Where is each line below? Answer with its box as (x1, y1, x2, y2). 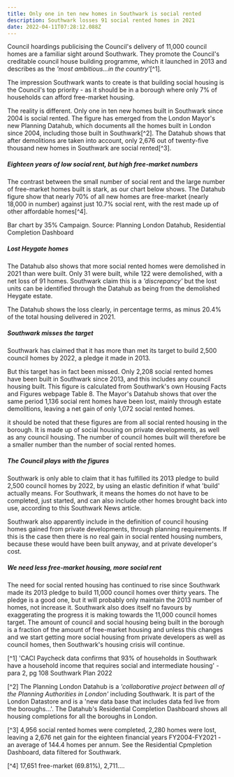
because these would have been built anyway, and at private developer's (7, 540, 218, 548)
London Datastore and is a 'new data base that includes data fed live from (7, 697, 220, 706)
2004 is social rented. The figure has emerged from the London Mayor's (7, 114, 215, 122)
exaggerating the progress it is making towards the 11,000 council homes (7, 610, 218, 619)
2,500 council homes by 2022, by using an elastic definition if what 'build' (7, 482, 220, 490)
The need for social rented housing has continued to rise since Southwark (7, 581, 220, 589)
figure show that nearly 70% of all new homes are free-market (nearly (7, 192, 209, 201)
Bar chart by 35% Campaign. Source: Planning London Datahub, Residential (7, 221, 226, 230)
